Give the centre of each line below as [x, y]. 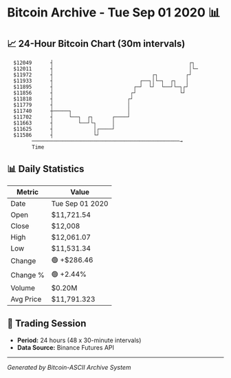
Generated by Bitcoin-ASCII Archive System [69, 367]
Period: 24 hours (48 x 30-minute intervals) [79, 340]
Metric [28, 191]
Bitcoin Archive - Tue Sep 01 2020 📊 [114, 13]
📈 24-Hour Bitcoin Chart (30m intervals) [96, 44]
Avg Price [26, 299]
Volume [23, 288]
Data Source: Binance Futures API [66, 347]
